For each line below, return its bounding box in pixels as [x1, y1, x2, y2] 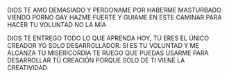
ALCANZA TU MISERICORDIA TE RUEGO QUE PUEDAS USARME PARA [7, 49, 210, 57]
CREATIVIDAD [7, 64, 47, 71]
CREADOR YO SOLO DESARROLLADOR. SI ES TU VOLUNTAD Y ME [7, 42, 199, 49]
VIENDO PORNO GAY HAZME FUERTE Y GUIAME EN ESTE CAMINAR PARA [7, 13, 222, 22]
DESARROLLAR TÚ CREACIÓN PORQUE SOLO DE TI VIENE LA [7, 56, 185, 65]
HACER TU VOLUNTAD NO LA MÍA [7, 21, 106, 28]
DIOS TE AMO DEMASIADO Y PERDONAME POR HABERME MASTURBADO [7, 6, 222, 14]
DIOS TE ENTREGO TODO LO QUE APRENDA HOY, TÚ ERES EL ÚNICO [7, 34, 210, 42]
